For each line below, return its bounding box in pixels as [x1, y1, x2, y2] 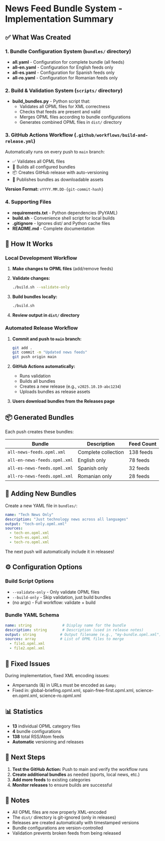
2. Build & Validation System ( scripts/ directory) [5, 87, 123, 94]
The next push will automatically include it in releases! [5, 548, 114, 554]
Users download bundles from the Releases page [12, 398, 115, 404]
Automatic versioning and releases [12, 738, 84, 745]
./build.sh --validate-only [12, 285, 70, 290]
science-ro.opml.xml [39, 693, 82, 698]
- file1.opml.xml [9, 641, 45, 646]
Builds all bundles [19, 378, 55, 384]
